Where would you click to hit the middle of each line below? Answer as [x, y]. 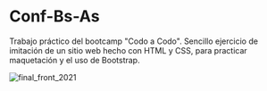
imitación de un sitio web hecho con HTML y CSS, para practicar [128, 50]
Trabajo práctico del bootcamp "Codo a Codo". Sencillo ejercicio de [134, 41]
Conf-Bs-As [54, 17]
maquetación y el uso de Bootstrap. [75, 60]
